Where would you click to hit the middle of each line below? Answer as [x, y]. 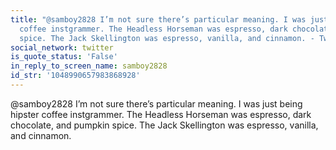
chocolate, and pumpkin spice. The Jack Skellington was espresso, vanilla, [164, 125]
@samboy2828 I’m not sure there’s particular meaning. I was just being [156, 103]
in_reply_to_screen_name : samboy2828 [89, 66]
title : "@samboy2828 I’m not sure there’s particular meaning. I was [158, 19]
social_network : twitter [62, 47]
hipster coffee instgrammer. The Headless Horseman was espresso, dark [161, 114]
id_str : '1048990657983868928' [75, 76]
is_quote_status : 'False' [64, 57]
